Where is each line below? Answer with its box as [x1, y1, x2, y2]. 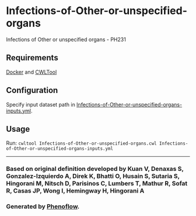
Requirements [6, 53, 58, 63]
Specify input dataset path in [6, 101, 76, 108]
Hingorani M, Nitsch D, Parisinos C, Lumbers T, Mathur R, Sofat [6, 180, 188, 188]
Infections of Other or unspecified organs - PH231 [6, 36, 127, 43]
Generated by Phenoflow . [6, 203, 80, 211]
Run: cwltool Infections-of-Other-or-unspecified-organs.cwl [6, 139, 157, 147]
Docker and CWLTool [6, 68, 57, 76]
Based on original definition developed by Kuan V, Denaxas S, [6, 165, 184, 173]
